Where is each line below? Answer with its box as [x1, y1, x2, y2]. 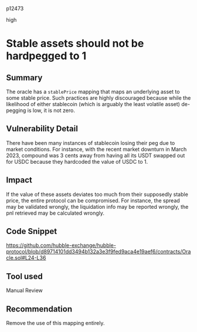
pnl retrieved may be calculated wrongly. [6, 209, 104, 216]
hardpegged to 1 [6, 49, 87, 63]
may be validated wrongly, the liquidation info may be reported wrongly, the [6, 203, 189, 210]
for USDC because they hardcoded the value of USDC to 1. [6, 158, 148, 165]
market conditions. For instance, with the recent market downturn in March [6, 145, 187, 153]
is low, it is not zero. [27, 107, 75, 114]
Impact [6, 175, 32, 185]
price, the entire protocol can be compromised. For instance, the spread [6, 197, 180, 204]
